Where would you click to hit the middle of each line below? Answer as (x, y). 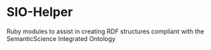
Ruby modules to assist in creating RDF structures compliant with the (105, 31)
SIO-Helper (40, 12)
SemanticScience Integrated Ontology (61, 38)
